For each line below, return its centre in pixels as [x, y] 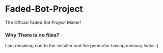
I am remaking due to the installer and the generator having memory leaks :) [82, 46]
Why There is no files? [32, 35]
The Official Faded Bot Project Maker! [43, 22]
